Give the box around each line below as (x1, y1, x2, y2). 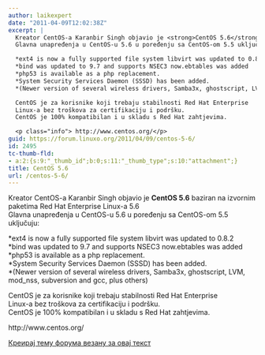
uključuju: (8, 219, 39, 228)
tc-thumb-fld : (8, 149, 55, 158)
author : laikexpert (8, 11, 73, 20)
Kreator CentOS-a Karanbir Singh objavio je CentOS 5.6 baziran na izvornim (8, 193, 256, 203)
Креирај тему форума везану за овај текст (8, 338, 151, 348)
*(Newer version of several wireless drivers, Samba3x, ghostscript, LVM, (8, 267, 246, 277)
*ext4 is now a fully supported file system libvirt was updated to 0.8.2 (8, 234, 234, 243)
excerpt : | (8, 26, 44, 34)
